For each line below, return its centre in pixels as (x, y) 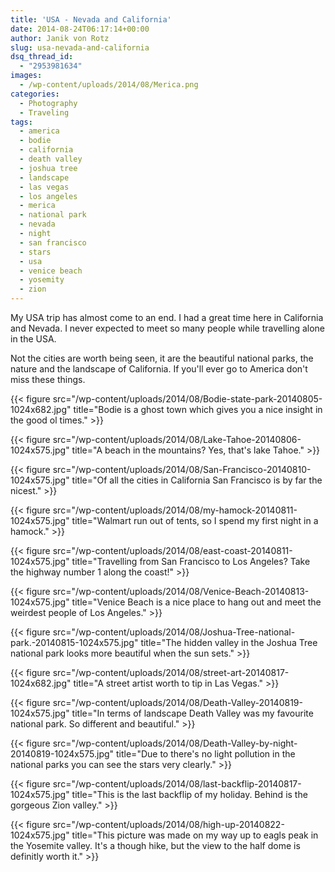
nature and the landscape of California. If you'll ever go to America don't (159, 369)
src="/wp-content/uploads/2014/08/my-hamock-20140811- (175, 510)
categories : (35, 94)
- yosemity (42, 280)
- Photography (48, 103)
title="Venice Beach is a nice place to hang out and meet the (196, 602)
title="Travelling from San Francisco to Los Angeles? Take (191, 561)
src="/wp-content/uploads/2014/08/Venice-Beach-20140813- (181, 591)
